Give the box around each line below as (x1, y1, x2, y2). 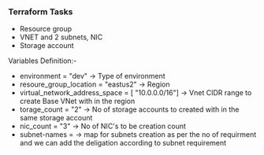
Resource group (19, 24, 73, 34)
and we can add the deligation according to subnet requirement (19, 138, 227, 148)
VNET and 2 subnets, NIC (19, 32, 103, 42)
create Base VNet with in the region (19, 97, 136, 106)
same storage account (19, 113, 93, 123)
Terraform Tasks (8, 6, 73, 17)
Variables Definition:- (8, 56, 77, 65)
